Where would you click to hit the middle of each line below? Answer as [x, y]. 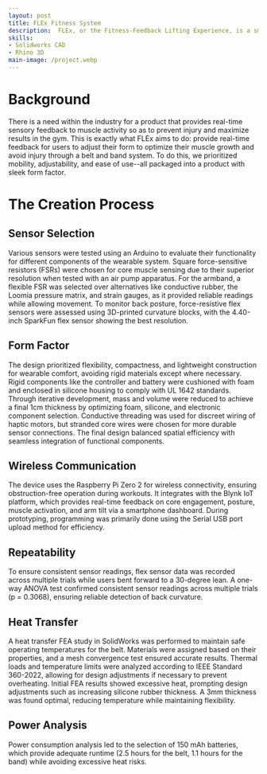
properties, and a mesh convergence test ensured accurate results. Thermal [133, 659]
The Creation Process [81, 205]
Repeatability [42, 552]
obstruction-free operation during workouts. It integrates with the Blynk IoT [131, 494]
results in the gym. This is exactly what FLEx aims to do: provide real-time [129, 138]
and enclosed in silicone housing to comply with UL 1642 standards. [120, 390]
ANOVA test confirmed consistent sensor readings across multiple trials [141, 588]
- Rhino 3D [26, 53]
